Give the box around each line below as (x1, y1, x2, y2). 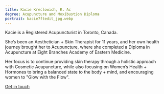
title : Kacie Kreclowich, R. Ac (5, 7, 71, 12)
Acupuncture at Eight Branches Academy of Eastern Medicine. (5, 49, 131, 55)
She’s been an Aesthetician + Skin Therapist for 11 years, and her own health (5, 39, 159, 45)
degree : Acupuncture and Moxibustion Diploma (5, 12, 99, 17)
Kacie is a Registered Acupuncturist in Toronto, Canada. (5, 30, 118, 36)
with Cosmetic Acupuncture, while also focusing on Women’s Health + (5, 64, 147, 70)
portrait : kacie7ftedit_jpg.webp (5, 16, 73, 21)
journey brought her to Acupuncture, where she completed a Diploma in (5, 44, 150, 50)
